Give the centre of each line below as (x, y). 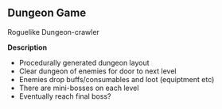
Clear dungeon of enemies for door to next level (97, 71)
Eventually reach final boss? (65, 96)
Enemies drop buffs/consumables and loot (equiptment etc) (117, 79)
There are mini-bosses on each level (79, 88)
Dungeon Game (47, 13)
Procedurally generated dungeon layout (84, 62)
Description (27, 47)
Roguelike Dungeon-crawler (54, 32)
